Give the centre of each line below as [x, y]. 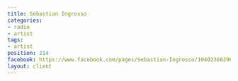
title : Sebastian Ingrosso [47, 14]
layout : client [30, 66]
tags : [15, 40]
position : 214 [28, 54]
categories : [25, 20]
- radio [19, 27]
